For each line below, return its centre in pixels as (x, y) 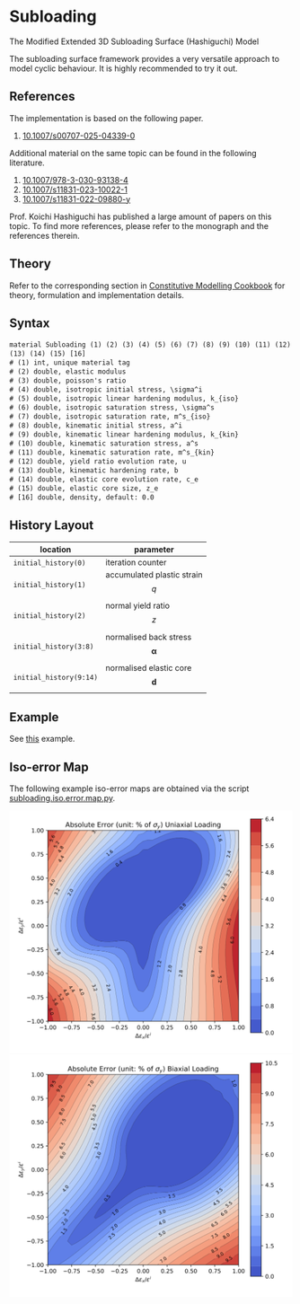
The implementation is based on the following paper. (106, 118)
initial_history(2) (49, 616)
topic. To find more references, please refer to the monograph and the (139, 225)
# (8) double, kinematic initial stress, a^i (96, 426)
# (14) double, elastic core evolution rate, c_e (104, 480)
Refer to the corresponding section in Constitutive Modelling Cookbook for (147, 286)
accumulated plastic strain (154, 575)
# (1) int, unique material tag (70, 363)
